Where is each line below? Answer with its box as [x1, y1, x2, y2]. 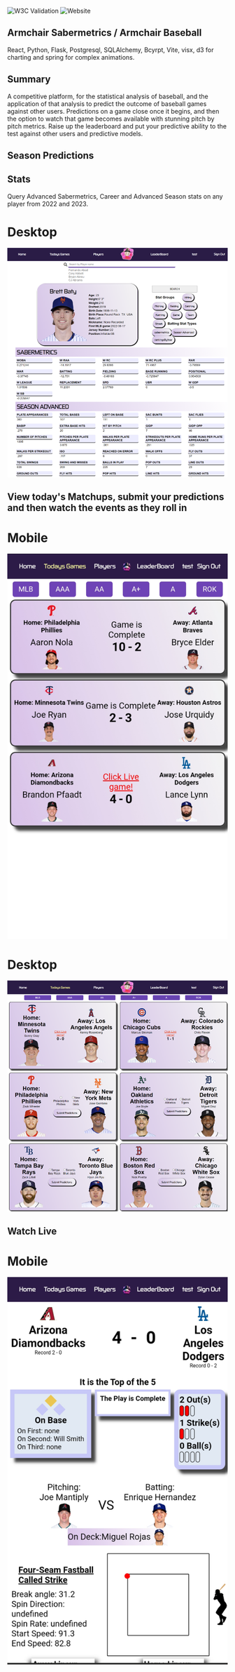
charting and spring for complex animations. [7, 53, 135, 61]
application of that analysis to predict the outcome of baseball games [7, 99, 207, 108]
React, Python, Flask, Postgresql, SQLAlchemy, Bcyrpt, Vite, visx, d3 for [7, 46, 215, 54]
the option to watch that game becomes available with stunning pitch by [7, 114, 215, 123]
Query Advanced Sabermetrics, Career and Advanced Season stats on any [7, 192, 223, 200]
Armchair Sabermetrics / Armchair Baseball [7, 27, 202, 39]
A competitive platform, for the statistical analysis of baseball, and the [7, 92, 208, 100]
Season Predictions [7, 150, 94, 161]
